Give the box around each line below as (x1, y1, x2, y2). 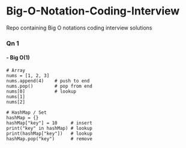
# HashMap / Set (6, 109, 47, 116)
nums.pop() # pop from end (6, 83, 93, 90)
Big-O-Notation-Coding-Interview (6, 4, 180, 18)
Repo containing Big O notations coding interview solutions (6, 24, 152, 31)
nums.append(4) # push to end (6, 78, 90, 84)
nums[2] (6, 99, 26, 105)
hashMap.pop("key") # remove (6, 136, 93, 142)
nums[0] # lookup (6, 88, 77, 94)
